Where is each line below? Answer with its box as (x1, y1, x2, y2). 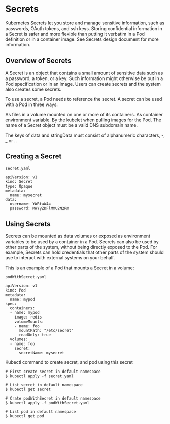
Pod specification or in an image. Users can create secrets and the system (5, 81, 161, 87)
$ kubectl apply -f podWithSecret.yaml (5, 401, 90, 406)
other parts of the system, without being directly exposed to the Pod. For (5, 244, 157, 250)
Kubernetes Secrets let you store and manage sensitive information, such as (5, 20, 165, 26)
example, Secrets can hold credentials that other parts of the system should (5, 249, 164, 255)
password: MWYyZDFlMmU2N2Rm (10, 206, 70, 211)
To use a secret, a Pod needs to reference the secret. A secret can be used (5, 96, 162, 102)
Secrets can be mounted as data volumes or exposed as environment (5, 233, 151, 240)
